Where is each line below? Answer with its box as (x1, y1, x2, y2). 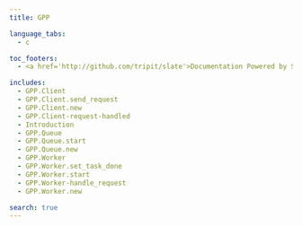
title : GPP (9, 13, 50, 22)
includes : (9, 78, 47, 88)
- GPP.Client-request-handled (17, 111, 130, 121)
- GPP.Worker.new (17, 187, 83, 196)
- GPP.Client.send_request (17, 95, 119, 104)
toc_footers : (9, 54, 58, 63)
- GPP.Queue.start (17, 136, 87, 146)
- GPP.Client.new (17, 103, 83, 112)
